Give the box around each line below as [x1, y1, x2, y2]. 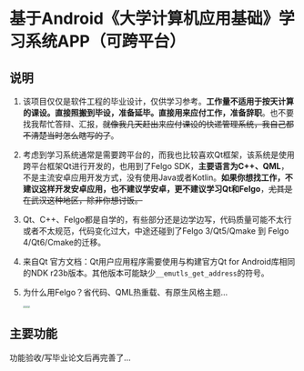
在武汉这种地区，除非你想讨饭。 [22, 195, 143, 206]
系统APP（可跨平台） [25, 31, 187, 52]
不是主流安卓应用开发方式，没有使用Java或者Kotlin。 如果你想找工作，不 [22, 172, 293, 183]
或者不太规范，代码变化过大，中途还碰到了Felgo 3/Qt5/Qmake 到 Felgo [22, 226, 289, 236]
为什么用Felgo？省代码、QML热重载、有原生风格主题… [22, 287, 228, 297]
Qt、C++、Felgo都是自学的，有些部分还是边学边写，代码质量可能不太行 [22, 215, 293, 225]
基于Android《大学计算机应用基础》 [9, 8, 279, 29]
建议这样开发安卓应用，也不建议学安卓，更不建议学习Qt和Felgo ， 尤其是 [22, 184, 293, 194]
